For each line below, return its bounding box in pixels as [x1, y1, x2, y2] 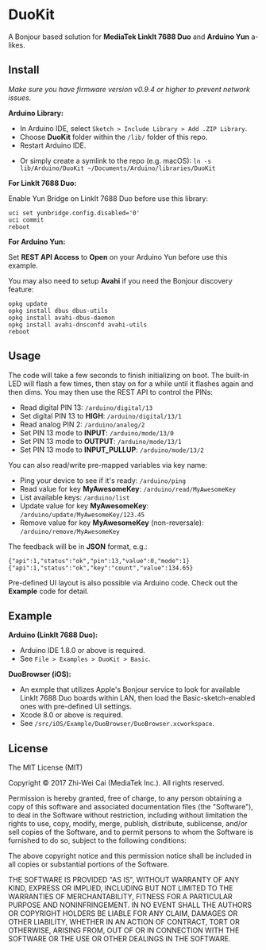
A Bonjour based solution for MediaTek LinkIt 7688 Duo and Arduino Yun [8, 32, 250, 41]
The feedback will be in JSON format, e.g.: [8, 542, 148, 551]
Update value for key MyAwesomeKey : [19, 500, 149, 510]
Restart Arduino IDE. [19, 141, 87, 150]
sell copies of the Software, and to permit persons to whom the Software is [8, 828, 254, 837]
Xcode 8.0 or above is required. [19, 710, 123, 720]
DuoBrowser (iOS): [8, 670, 71, 679]
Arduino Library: [8, 108, 64, 118]
